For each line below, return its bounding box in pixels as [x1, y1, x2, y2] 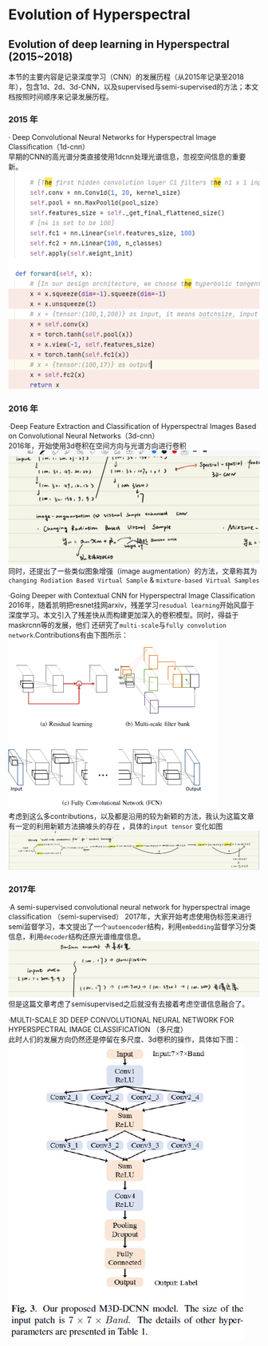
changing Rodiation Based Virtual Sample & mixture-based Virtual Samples [8, 575, 260, 585]
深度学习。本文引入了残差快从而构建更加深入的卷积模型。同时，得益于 [8, 609, 239, 620]
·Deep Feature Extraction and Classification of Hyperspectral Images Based [8, 422, 257, 431]
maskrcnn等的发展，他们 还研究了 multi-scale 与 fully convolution [8, 620, 227, 629]
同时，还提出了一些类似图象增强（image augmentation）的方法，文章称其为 [8, 566, 258, 576]
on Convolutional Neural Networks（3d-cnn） [8, 431, 160, 441]
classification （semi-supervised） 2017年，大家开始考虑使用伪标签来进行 [8, 912, 253, 922]
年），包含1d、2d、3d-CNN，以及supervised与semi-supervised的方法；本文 [8, 82, 259, 91]
